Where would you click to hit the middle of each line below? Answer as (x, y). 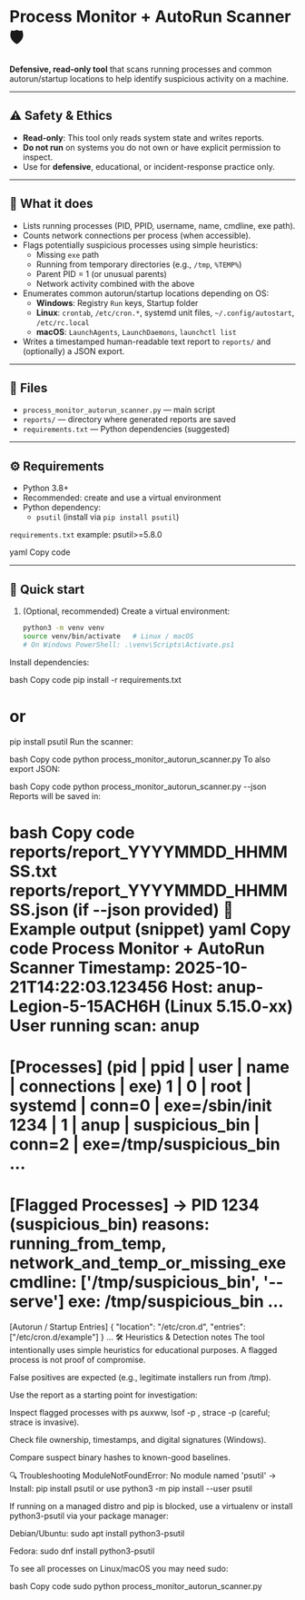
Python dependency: (62, 508)
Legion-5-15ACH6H (85, 1006)
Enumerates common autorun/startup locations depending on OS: (146, 293)
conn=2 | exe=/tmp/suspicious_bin (145, 1144)
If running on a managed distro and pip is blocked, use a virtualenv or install (151, 1506)
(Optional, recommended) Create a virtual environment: (126, 611)
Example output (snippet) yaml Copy (150, 929)
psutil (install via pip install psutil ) (108, 517)
